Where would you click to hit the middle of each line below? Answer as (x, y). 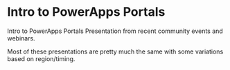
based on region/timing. (41, 58)
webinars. (21, 38)
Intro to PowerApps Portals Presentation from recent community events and (115, 31)
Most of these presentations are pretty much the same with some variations (115, 51)
